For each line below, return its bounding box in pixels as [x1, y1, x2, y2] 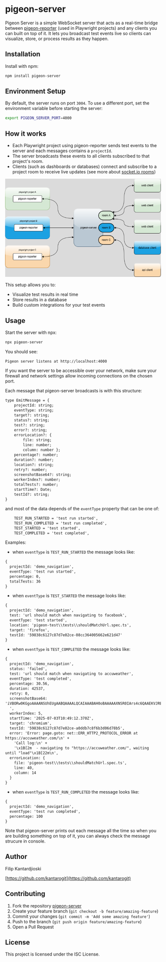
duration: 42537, [9, 686, 45, 691]
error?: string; [14, 428, 48, 432]
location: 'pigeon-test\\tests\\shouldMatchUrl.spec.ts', [9, 623, 132, 628]
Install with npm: [5, 63, 39, 69]
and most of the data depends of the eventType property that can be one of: [5, 505, 160, 511]
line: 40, [14, 765, 35, 770]
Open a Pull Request [12, 924, 54, 930]
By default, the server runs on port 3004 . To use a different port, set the [5, 100, 150, 106]
